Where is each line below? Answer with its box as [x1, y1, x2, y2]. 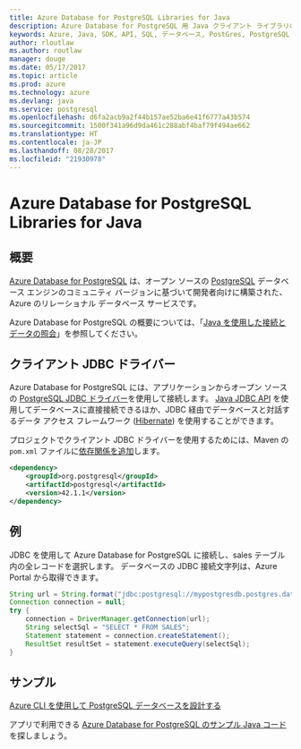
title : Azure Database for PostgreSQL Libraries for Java [9, 13, 230, 22]
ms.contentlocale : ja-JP [9, 138, 102, 147]
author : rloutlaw [9, 38, 74, 47]
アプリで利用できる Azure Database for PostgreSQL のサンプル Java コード [9, 719, 287, 730]
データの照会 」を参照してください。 [9, 328, 143, 338]
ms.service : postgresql [9, 105, 99, 114]
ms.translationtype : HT [9, 130, 99, 139]
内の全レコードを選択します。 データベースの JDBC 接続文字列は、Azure [9, 560, 278, 571]
